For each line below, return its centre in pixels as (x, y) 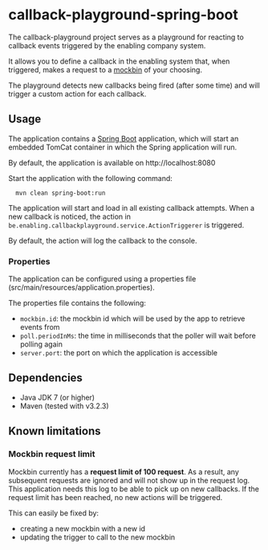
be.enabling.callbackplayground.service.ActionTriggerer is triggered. (126, 225)
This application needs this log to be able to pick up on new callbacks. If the (134, 489)
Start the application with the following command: (90, 178)
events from (40, 327)
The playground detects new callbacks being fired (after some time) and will (134, 85)
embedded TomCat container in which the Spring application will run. (123, 147)
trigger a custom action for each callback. (77, 93)
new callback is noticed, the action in (69, 216)
